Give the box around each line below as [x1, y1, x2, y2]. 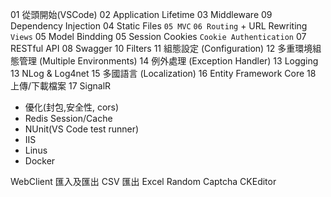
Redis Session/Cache [24, 113, 113, 124]
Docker [24, 155, 56, 167]
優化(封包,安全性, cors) [24, 101, 120, 113]
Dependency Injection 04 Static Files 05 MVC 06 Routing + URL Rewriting [10, 20, 308, 32]
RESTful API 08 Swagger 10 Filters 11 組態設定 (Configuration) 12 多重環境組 [10, 43, 322, 54]
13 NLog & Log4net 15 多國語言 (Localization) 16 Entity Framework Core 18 [10, 68, 317, 79]
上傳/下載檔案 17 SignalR [10, 80, 112, 92]
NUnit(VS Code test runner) [24, 123, 140, 135]
